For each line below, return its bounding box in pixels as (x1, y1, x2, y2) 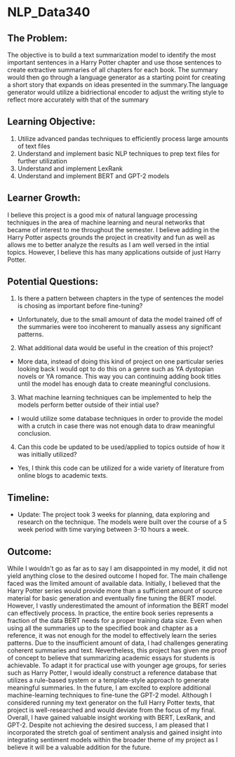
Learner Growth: (7, 192, 81, 204)
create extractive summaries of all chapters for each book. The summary (7, 66, 218, 74)
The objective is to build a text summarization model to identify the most (7, 51, 216, 59)
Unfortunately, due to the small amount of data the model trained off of (17, 315, 222, 323)
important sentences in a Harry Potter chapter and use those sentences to (7, 58, 222, 67)
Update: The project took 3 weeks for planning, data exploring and (17, 510, 210, 519)
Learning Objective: (7, 116, 96, 128)
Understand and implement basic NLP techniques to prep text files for (17, 149, 220, 158)
